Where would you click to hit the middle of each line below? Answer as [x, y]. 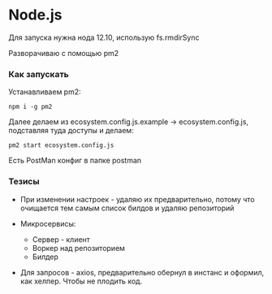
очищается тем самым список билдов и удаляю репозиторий [127, 208]
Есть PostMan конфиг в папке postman [75, 161]
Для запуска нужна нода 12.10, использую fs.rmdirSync [104, 37]
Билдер [45, 257]
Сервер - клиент [61, 239]
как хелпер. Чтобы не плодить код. [81, 281]
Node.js [35, 15]
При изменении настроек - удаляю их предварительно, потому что [137, 199]
